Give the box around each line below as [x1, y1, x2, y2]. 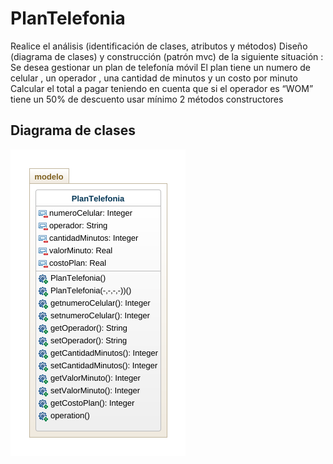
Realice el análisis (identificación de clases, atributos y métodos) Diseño [10, 40, 308, 52]
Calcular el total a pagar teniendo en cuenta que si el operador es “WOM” [10, 82, 314, 94]
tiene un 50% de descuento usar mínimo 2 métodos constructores [10, 93, 284, 105]
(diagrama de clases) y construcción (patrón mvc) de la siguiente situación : [10, 50, 324, 62]
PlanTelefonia [10, 7, 126, 30]
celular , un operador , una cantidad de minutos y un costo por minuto [10, 72, 298, 84]
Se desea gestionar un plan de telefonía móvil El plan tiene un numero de [10, 61, 311, 73]
